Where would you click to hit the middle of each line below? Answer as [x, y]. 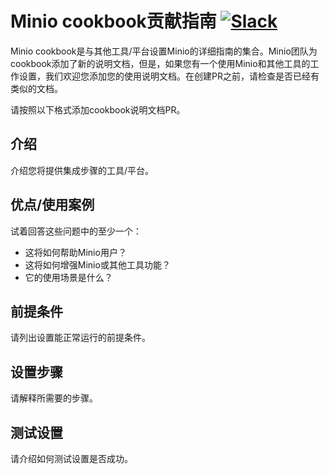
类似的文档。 [36, 88]
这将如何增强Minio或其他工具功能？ [97, 264]
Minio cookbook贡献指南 [113, 21]
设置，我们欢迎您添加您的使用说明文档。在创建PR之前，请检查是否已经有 [169, 76]
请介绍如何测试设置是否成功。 [71, 458]
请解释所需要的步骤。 [54, 398]
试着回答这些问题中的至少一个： [76, 231]
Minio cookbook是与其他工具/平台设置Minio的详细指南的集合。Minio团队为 [164, 51]
